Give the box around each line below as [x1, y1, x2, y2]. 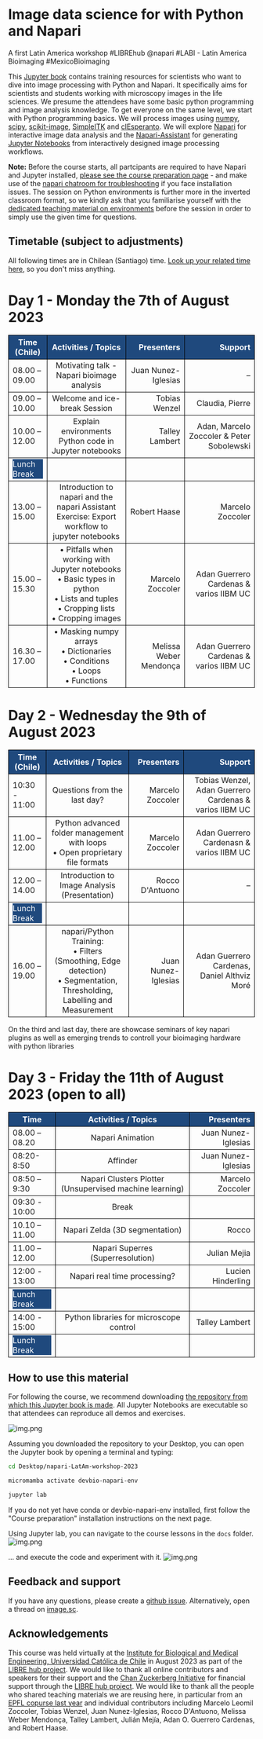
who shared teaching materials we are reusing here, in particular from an [8, 1690, 243, 1699]
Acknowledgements [8, 1627, 109, 1641]
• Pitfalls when [59, 544, 113, 555]
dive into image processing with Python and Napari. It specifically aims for [8, 80, 248, 90]
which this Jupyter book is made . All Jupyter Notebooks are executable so [8, 1400, 248, 1410]
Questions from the [52, 784, 124, 795]
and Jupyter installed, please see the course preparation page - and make [8, 170, 247, 180]
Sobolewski [207, 440, 250, 451]
